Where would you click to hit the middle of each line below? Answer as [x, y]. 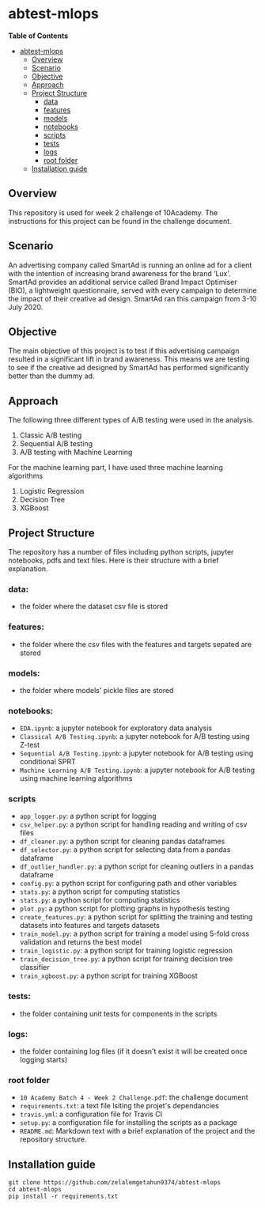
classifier [34, 968]
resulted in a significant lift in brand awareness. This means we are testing [129, 359]
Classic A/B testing [51, 435]
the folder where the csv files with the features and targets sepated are [135, 644]
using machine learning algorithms [76, 778]
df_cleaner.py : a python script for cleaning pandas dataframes [122, 841]
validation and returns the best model [81, 942]
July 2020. [26, 307]
